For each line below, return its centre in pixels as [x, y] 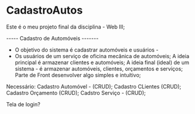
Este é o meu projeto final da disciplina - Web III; [66, 27]
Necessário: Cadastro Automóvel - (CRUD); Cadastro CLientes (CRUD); [94, 86]
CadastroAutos [44, 10]
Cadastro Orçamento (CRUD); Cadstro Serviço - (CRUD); [76, 93]
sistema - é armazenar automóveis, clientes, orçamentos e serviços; [99, 68]
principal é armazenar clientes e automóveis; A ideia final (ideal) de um [102, 62]
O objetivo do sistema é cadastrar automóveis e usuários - [87, 50]
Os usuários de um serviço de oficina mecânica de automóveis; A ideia [102, 56]
